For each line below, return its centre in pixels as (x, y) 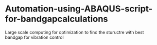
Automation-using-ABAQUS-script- (79, 9)
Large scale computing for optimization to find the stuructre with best (75, 32)
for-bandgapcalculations (57, 19)
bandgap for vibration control (35, 37)
